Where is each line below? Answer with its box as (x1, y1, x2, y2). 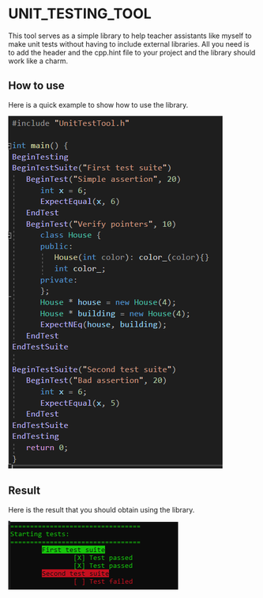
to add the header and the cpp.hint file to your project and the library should (8, 47, 256, 57)
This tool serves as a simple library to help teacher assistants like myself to (8, 31, 253, 40)
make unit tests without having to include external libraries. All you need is (8, 39, 250, 48)
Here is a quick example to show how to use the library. (8, 100, 189, 109)
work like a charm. (8, 56, 69, 66)
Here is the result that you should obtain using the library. (8, 505, 195, 514)
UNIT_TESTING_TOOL (8, 5, 152, 23)
